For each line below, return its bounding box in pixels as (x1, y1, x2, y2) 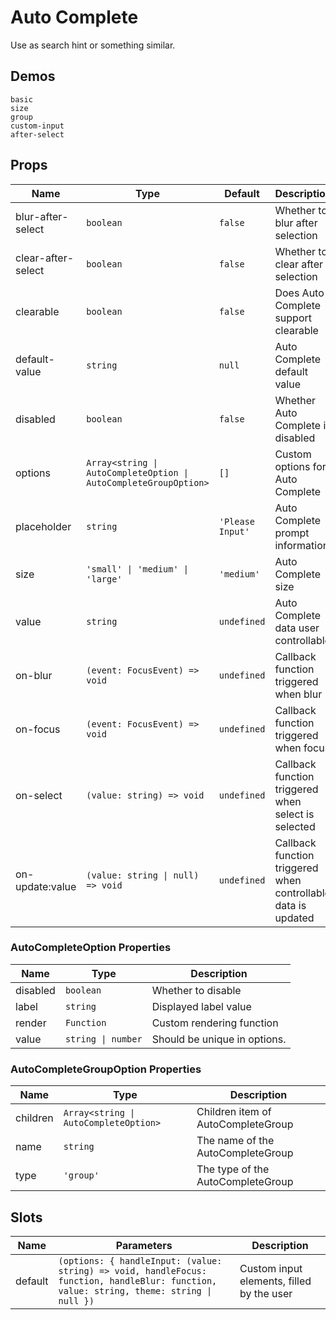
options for (274, 459, 327, 473)
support (274, 311, 313, 325)
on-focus (15, 722, 61, 736)
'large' (86, 573, 123, 585)
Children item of (196, 1105, 272, 1119)
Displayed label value (151, 999, 252, 1013)
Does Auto (274, 286, 325, 300)
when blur (274, 687, 323, 701)
